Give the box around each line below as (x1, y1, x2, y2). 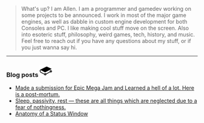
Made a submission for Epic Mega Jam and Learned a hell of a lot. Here (15, 84, 194, 91)
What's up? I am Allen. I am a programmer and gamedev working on (21, 5, 191, 12)
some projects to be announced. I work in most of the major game (21, 12, 186, 19)
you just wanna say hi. (21, 44, 77, 51)
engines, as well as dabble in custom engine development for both (21, 18, 188, 25)
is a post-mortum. (15, 91, 60, 98)
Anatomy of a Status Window (15, 110, 88, 118)
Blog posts (6, 70, 39, 79)
